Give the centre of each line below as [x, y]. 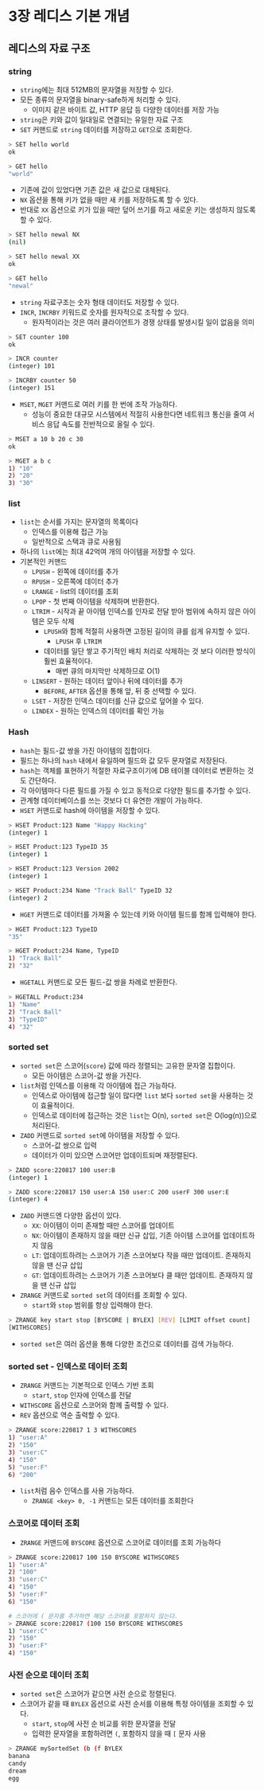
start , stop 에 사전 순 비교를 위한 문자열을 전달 [104, 1724]
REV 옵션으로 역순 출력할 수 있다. [70, 1415]
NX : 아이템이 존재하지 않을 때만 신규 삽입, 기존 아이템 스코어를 [126, 1236]
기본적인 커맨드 [43, 561]
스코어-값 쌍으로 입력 [64, 1145]
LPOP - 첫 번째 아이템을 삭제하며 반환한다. [95, 601]
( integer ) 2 [28, 898]
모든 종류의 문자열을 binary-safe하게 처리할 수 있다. [100, 100]
